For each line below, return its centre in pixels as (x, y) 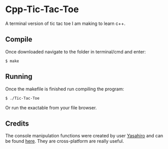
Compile (19, 39)
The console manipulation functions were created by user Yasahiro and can (84, 136)
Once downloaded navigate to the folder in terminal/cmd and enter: (76, 51)
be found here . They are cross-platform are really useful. (65, 141)
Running (19, 77)
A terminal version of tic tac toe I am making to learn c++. (65, 23)
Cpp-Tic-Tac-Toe (42, 9)
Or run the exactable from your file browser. (51, 107)
